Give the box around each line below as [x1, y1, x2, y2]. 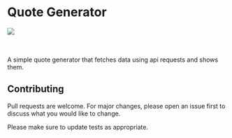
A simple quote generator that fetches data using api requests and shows [7, 55, 219, 64]
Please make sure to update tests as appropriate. [7, 123, 149, 131]
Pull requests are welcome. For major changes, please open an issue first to [7, 102, 226, 110]
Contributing [7, 83, 64, 95]
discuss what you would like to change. [7, 109, 121, 118]
